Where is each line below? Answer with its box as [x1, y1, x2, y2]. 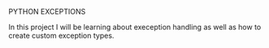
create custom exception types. [8, 31, 115, 40]
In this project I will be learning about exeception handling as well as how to [8, 22, 262, 31]
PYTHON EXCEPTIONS [8, 7, 86, 16]
